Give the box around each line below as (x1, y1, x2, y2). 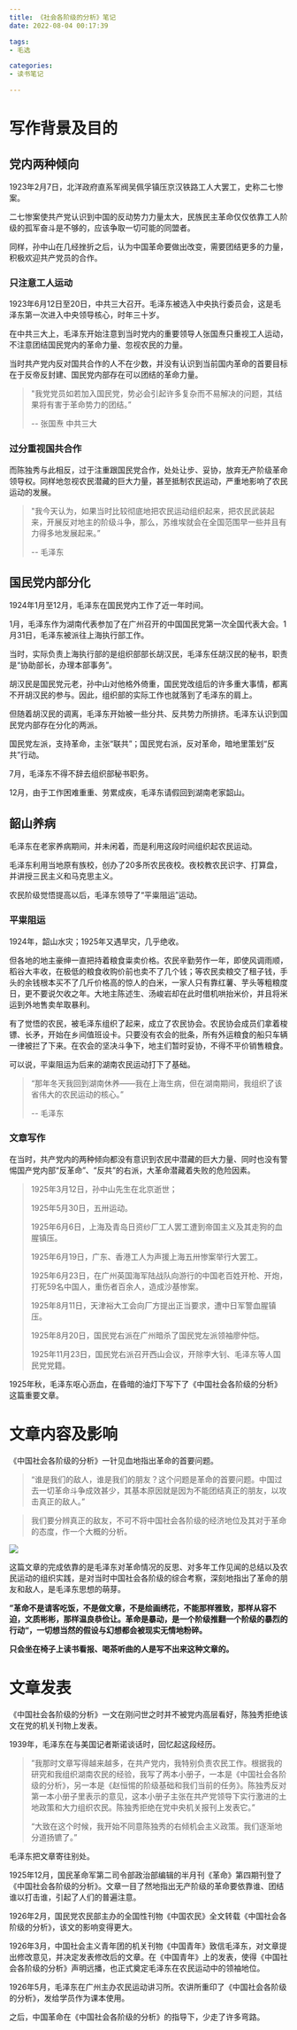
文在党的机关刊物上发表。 (9, 1720, 103, 1730)
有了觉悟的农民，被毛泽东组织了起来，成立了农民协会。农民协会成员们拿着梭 (9, 1018, 288, 1028)
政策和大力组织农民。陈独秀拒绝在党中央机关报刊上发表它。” (38, 1801, 255, 1813)
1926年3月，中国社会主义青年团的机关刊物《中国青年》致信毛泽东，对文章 (9, 1940, 280, 1951)
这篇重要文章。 (9, 1389, 64, 1401)
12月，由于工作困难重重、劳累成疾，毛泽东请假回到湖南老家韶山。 (9, 787, 250, 798)
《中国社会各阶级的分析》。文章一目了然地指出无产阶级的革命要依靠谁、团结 (9, 1880, 285, 1891)
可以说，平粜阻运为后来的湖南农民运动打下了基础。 (9, 1058, 195, 1069)
